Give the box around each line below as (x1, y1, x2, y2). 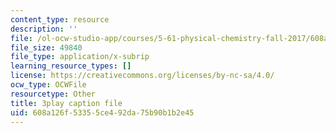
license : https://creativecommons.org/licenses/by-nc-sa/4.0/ (10, 71, 275, 81)
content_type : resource (10, 14, 110, 25)
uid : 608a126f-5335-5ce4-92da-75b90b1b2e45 (10, 107, 195, 118)
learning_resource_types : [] (10, 61, 132, 71)
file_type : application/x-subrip (10, 52, 150, 62)
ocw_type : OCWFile (10, 80, 87, 90)
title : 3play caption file (10, 98, 123, 108)
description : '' (10, 24, 78, 34)
